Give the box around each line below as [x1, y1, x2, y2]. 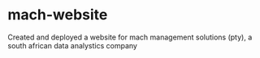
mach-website [7, 6, 108, 24]
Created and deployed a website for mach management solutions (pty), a [7, 32, 253, 42]
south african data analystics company [7, 40, 137, 50]
